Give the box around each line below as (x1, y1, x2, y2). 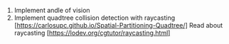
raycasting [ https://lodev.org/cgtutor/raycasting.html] (14, 28, 171, 37)
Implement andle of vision (14, 6, 90, 14)
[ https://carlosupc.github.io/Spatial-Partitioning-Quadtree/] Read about (14, 21, 223, 29)
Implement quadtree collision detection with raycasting (14, 13, 176, 22)
